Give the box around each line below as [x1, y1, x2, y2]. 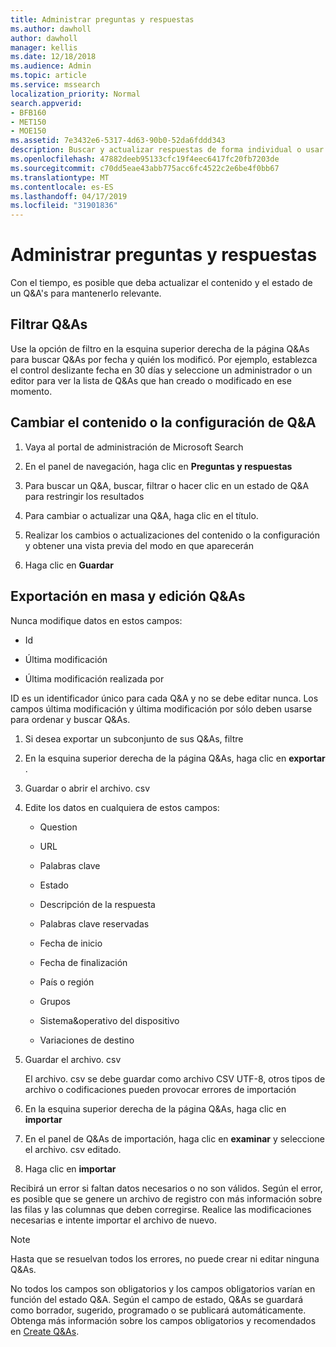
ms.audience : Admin [10, 61, 92, 71]
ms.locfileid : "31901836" [10, 201, 118, 211]
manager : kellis [10, 42, 78, 53]
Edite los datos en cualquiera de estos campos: [24, 801, 220, 813]
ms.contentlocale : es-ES [10, 182, 114, 192]
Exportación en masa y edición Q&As [10, 588, 246, 605]
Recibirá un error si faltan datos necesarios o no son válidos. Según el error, [10, 1182, 323, 1194]
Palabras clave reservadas [39, 917, 150, 930]
